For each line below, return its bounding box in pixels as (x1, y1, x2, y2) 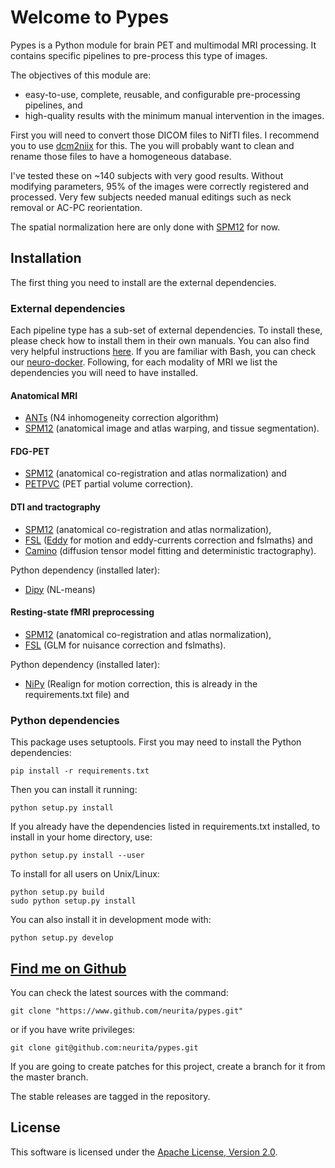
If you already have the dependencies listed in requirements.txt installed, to (10, 821, 321, 833)
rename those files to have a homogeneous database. (10, 150, 232, 162)
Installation (10, 250, 82, 267)
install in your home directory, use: (10, 831, 153, 843)
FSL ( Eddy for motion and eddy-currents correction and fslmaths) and (24, 534, 313, 546)
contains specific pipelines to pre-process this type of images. (10, 49, 268, 61)
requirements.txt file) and (24, 688, 130, 700)
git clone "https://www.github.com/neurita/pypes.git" (10, 1006, 244, 1016)
